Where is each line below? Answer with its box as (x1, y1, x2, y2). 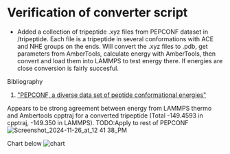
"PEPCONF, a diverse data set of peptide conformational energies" (16, 91, 207, 99)
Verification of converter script (7, 5, 188, 21)
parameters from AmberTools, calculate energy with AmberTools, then (16, 49, 216, 58)
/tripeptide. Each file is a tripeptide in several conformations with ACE (16, 34, 214, 43)
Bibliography (7, 77, 43, 85)
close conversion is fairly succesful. (16, 64, 119, 72)
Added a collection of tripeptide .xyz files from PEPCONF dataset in (16, 27, 208, 36)
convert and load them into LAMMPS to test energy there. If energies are (16, 56, 223, 65)
